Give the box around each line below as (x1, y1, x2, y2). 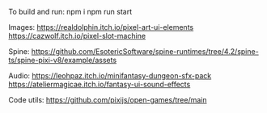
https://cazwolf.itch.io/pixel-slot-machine (8, 31, 146, 40)
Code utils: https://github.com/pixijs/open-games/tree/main (8, 95, 207, 104)
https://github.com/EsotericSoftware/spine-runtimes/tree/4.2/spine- (31, 47, 259, 56)
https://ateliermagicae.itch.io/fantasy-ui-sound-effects (8, 80, 191, 89)
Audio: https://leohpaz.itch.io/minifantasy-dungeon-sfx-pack (8, 71, 212, 80)
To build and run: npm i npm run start (8, 7, 132, 16)
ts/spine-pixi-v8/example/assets (8, 56, 117, 65)
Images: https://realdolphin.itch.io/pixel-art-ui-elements (8, 23, 194, 31)
